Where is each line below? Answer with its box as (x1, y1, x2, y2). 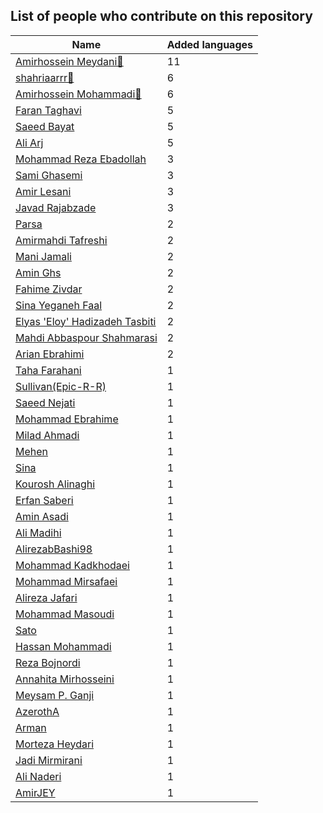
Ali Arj (15, 135, 44, 149)
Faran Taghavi (15, 103, 82, 117)
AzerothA (15, 704, 60, 718)
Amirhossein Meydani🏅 (15, 54, 124, 68)
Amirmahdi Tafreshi (15, 233, 108, 247)
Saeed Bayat (15, 119, 75, 133)
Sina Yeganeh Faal (15, 298, 103, 312)
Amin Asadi (15, 509, 69, 523)
